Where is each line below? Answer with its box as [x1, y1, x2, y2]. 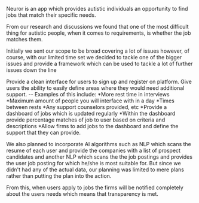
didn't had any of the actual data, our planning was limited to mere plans [6, 166, 184, 173]
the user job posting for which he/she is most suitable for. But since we [6, 160, 181, 166]
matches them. [6, 36, 43, 43]
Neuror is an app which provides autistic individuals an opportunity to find [6, 5, 188, 12]
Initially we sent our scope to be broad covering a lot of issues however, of [6, 47, 190, 54]
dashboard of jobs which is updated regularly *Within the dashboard [6, 110, 176, 117]
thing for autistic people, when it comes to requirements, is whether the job [6, 29, 191, 37]
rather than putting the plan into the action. [6, 172, 112, 179]
